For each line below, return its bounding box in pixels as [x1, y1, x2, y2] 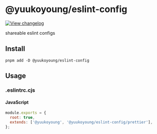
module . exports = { [5, 110, 47, 115]
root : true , [10, 115, 35, 120]
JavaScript [5, 99, 29, 105]
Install [5, 44, 25, 53]
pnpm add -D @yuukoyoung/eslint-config [5, 58, 90, 63]
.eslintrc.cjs [5, 87, 35, 94]
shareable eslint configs [5, 30, 56, 36]
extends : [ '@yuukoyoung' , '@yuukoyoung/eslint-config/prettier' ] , [10, 120, 153, 125]
